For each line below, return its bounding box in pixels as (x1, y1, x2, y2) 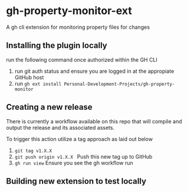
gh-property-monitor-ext (6, 4, 133, 18)
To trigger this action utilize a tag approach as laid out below (6, 135, 153, 142)
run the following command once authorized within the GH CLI (6, 56, 158, 63)
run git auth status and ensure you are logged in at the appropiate (14, 68, 174, 75)
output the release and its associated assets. (6, 124, 115, 131)
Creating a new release (6, 102, 93, 112)
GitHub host (14, 73, 44, 80)
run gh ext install (14, 80, 62, 87)
